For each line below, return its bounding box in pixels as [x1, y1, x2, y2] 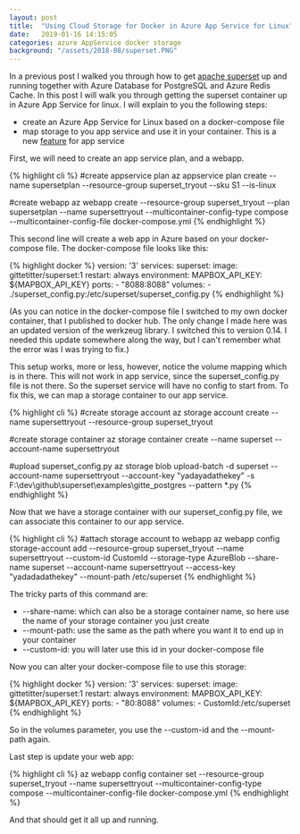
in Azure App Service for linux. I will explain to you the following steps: [9, 99, 268, 110]
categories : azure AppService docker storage [9, 38, 181, 47]
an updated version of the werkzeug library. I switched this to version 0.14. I [9, 325, 287, 336]
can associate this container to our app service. [9, 516, 185, 527]
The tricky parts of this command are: [9, 589, 148, 600]
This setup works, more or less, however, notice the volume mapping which [9, 361, 287, 372]
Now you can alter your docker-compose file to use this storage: [9, 661, 247, 672]
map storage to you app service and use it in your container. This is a [21, 126, 277, 137]
